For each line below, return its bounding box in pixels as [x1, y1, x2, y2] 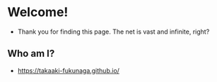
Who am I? [7, 48, 55, 60]
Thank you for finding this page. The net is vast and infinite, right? [17, 27, 210, 36]
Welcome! [7, 4, 69, 20]
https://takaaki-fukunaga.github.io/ [17, 66, 120, 74]
